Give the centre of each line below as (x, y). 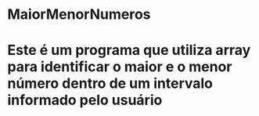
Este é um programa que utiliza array (129, 51)
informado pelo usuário (85, 100)
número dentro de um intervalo (110, 83)
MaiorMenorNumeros (79, 14)
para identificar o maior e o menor (120, 67)
